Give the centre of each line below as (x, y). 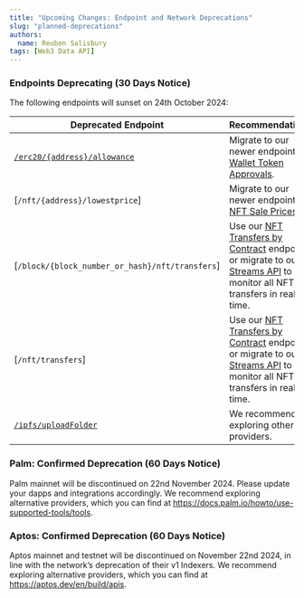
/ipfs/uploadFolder (56, 425)
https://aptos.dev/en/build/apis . (68, 584)
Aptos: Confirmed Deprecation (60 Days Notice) (118, 536)
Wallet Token (256, 163)
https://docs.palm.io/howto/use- (233, 502)
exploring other (261, 425)
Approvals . (252, 175)
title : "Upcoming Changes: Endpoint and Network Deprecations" (131, 18)
